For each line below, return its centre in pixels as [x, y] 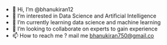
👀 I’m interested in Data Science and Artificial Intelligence [84, 16]
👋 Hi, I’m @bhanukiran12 [43, 9]
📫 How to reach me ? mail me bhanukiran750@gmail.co [83, 36]
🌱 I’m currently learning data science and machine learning [86, 22]
